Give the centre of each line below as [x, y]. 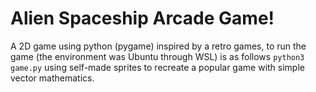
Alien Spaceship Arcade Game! [142, 18]
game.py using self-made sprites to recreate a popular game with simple [157, 67]
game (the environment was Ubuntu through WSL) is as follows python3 [157, 56]
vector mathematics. [52, 78]
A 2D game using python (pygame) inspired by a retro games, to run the [158, 46]
